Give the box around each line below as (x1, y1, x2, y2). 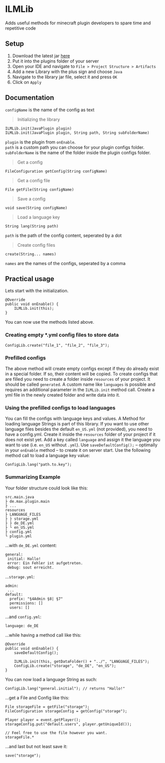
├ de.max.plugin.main (5, 499, 50, 504)
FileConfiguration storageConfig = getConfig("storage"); (5, 708, 127, 713)
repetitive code (5, 25, 36, 31)
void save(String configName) (5, 205, 68, 210)
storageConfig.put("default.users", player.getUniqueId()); (5, 721, 132, 727)
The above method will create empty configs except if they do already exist (5, 365, 160, 371)
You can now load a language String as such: (5, 676, 98, 682)
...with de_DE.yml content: (5, 542, 57, 548)
